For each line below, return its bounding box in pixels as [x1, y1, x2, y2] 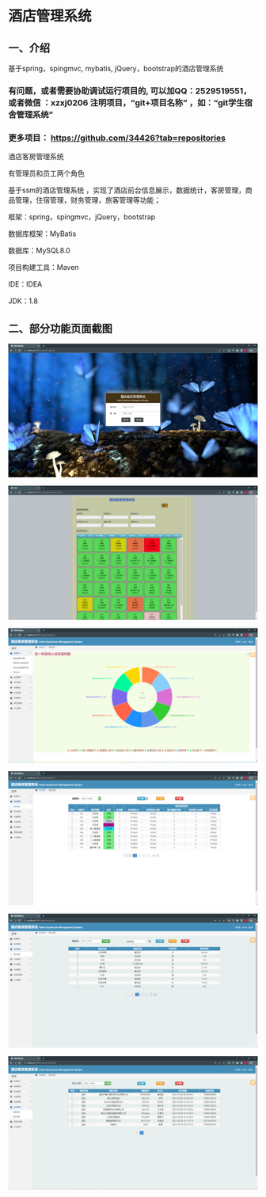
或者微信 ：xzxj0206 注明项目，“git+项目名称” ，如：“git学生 [8, 97, 245, 108]
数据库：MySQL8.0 [8, 246, 71, 256]
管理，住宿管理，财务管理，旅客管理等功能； [14, 196, 161, 205]
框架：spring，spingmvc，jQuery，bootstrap [8, 212, 156, 222]
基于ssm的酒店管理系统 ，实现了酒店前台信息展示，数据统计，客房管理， [8, 185, 245, 195]
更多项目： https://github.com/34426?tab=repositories [8, 132, 226, 143]
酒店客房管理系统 [8, 152, 64, 161]
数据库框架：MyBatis [8, 229, 77, 238]
